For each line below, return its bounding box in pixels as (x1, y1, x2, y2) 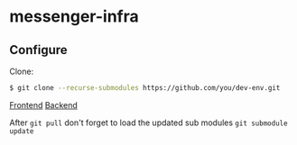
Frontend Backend (9, 99, 79, 110)
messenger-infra (9, 6, 139, 27)
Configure (9, 42, 68, 58)
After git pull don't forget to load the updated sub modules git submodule (9, 117, 288, 128)
